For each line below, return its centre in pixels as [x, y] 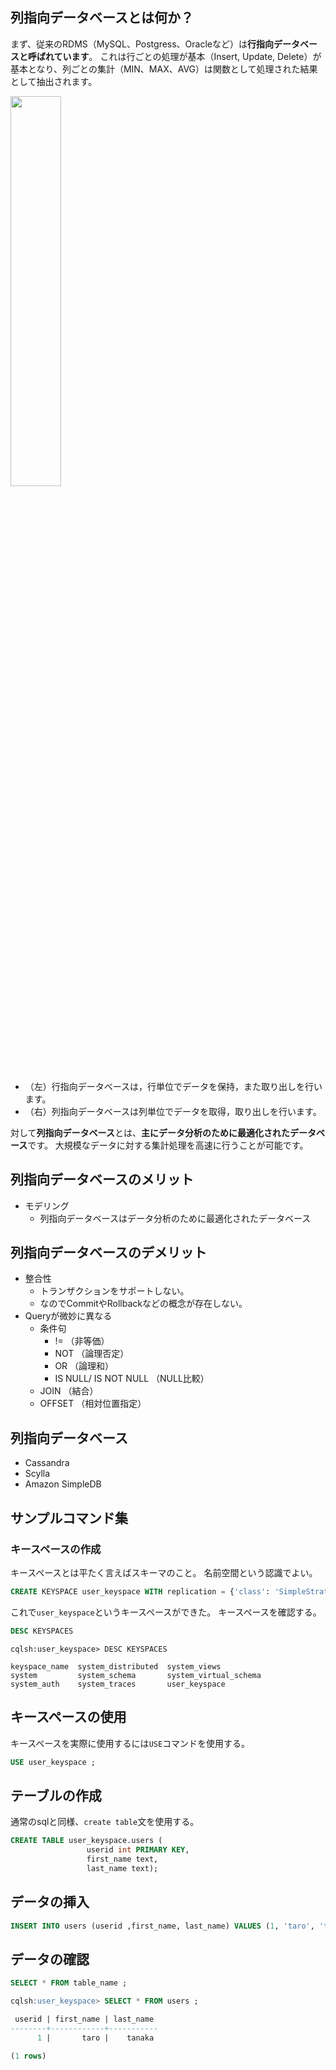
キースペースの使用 [68, 1717]
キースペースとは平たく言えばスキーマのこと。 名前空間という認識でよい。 [164, 1572]
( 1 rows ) [28, 2056]
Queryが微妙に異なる [68, 1316]
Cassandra [47, 1463]
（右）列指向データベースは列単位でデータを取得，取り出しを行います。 [173, 1111]
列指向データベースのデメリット [108, 1253]
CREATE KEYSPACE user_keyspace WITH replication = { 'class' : [140, 1591]
